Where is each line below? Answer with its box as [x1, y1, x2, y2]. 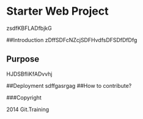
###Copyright [6, 93, 42, 101]
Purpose [6, 54, 40, 65]
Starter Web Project [6, 4, 109, 18]
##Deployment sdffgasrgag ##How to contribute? [6, 82, 132, 89]
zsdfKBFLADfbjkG [6, 24, 52, 32]
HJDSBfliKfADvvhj [6, 70, 53, 78]
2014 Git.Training [6, 106, 50, 113]
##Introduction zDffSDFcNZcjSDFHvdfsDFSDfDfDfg [6, 36, 137, 43]
